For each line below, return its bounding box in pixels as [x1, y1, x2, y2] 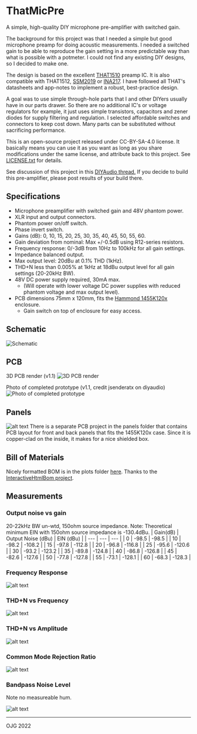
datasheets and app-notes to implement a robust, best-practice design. [6, 84, 179, 91]
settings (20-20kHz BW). [14, 270, 75, 277]
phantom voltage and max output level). [23, 288, 120, 295]
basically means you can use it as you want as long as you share [6, 144, 162, 151]
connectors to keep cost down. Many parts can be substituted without [6, 120, 176, 127]
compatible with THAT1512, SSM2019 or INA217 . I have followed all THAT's [6, 78, 186, 85]
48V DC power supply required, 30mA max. [14, 275, 121, 283]
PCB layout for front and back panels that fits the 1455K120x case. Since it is [6, 429, 191, 436]
